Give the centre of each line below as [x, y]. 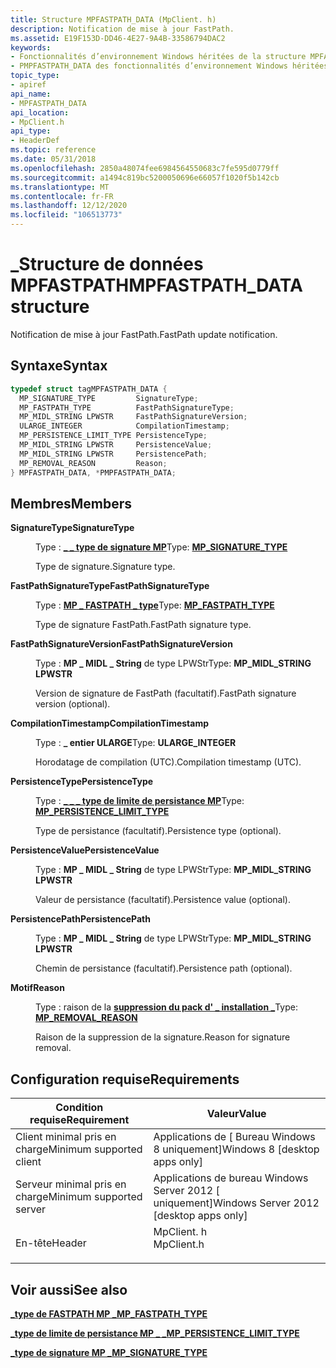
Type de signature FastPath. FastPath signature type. [143, 625]
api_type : [31, 131]
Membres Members [71, 503]
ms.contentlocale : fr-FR [62, 196]
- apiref [28, 85]
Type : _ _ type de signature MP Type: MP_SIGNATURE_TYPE [161, 547]
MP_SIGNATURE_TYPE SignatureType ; [109, 398]
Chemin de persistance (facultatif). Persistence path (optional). [164, 968]
